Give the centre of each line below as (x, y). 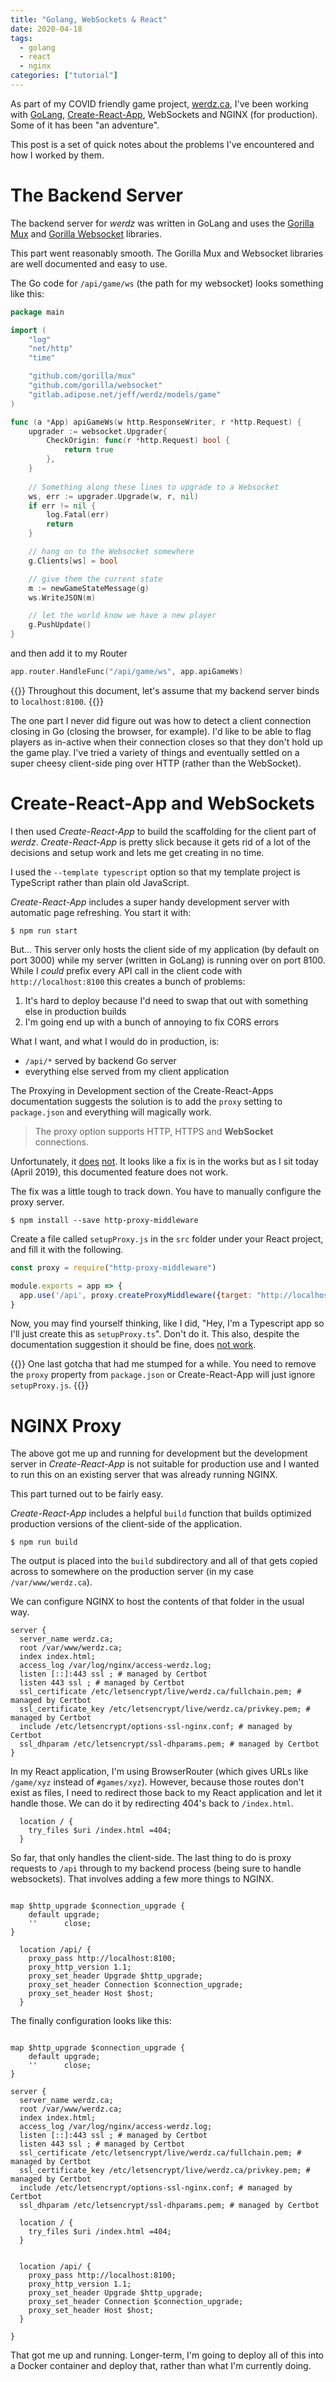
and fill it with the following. (67, 1249)
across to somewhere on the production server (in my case (132, 1572)
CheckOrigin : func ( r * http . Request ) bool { (138, 441)
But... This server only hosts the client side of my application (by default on (165, 949)
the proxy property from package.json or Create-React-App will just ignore (163, 1375)
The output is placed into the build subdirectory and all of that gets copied (164, 1561)
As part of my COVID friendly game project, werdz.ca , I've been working (159, 103)
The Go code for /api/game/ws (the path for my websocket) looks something (167, 283)
